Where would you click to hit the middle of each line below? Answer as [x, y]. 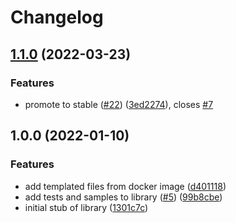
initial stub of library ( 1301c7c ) [86, 207]
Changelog [57, 17]
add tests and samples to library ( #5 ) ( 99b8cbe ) [123, 197]
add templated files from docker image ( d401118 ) [125, 186]
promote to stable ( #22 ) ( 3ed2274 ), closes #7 [119, 104]
